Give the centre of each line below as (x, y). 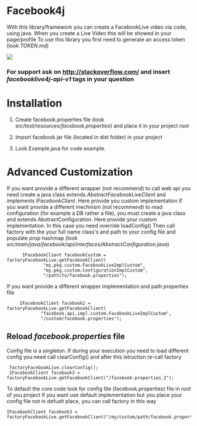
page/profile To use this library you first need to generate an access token (96, 39)
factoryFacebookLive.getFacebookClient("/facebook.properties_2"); (91, 378)
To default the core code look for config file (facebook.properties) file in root (99, 389)
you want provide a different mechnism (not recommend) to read (85, 207)
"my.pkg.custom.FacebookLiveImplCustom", (94, 265)
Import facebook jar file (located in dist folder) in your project (89, 137)
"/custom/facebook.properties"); (81, 318)
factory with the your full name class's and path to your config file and (91, 232)
